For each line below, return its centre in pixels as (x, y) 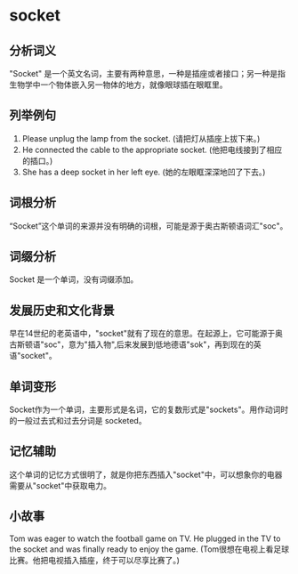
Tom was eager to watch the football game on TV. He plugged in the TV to (145, 538)
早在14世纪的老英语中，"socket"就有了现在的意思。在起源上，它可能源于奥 (146, 334)
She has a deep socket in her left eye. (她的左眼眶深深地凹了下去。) (144, 172)
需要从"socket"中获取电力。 (60, 485)
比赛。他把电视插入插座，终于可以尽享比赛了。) (95, 560)
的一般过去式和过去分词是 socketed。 (78, 421)
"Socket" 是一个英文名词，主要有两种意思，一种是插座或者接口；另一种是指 (148, 73)
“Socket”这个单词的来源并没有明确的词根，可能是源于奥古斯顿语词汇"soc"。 (149, 226)
